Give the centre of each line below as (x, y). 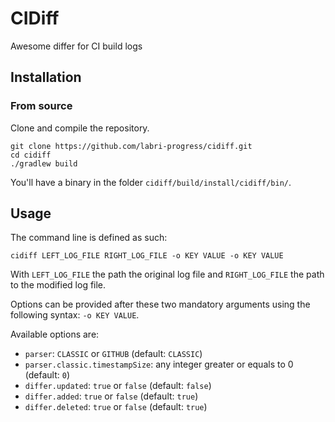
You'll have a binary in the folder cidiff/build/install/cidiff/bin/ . (151, 182)
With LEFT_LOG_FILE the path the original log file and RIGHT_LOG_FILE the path (167, 274)
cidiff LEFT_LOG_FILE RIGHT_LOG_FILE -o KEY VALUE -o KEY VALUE (147, 256)
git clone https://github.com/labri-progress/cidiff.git (131, 146)
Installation (46, 77)
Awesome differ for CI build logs (76, 46)
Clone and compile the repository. (80, 128)
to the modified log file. (58, 285)
